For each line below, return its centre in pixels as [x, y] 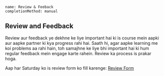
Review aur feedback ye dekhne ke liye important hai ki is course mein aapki [82, 38]
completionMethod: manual [31, 11]
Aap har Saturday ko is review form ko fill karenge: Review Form [70, 68]
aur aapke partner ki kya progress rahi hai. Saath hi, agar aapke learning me [82, 43]
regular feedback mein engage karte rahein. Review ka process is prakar [78, 53]
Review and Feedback [39, 26]
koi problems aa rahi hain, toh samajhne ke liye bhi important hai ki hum [77, 48]
